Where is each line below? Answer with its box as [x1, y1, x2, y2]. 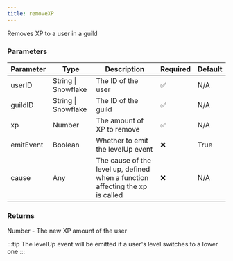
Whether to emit [96, 136, 149, 145]
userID [10, 80, 33, 90]
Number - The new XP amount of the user [7, 226, 127, 235]
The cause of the [96, 155, 151, 165]
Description [105, 64, 145, 73]
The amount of [96, 116, 144, 125]
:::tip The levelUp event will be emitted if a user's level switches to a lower [7, 240, 218, 249]
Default [197, 64, 223, 73]
